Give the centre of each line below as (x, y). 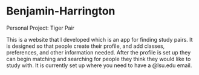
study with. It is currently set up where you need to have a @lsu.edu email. (99, 65)
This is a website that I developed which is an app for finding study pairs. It (99, 39)
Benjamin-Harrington (61, 11)
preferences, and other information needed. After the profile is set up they (99, 52)
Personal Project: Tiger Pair (40, 28)
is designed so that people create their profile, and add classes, (86, 46)
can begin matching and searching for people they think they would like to (99, 59)
